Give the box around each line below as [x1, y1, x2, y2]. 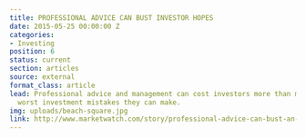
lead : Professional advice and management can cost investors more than [9, 89, 291, 98]
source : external [9, 73, 76, 82]
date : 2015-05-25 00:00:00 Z [9, 22, 120, 31]
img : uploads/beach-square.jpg [9, 106, 128, 115]
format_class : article [9, 81, 96, 90]
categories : [9, 30, 55, 39]
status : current [9, 55, 71, 64]
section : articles [9, 64, 79, 74]
